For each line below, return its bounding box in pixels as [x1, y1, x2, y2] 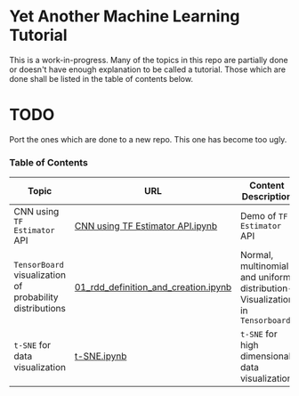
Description [241, 190, 293, 203]
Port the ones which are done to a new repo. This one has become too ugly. [9, 133, 287, 144]
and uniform [239, 271, 292, 284]
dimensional [239, 350, 292, 362]
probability [13, 291, 60, 303]
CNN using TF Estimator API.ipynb [74, 220, 218, 232]
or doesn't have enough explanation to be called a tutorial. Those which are [9, 64, 287, 75]
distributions [13, 303, 67, 315]
